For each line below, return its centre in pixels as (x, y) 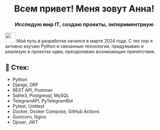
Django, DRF (25, 85)
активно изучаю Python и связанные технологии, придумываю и (74, 46)
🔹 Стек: (17, 68)
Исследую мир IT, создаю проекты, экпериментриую (84, 25)
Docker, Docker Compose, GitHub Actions (56, 111)
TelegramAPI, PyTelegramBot (43, 101)
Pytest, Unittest (28, 106)
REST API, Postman (33, 90)
